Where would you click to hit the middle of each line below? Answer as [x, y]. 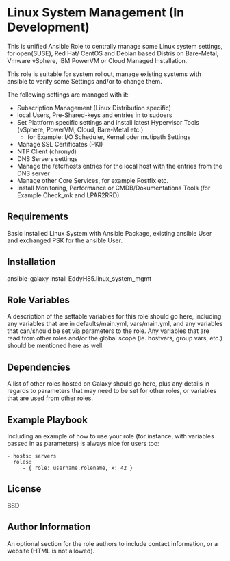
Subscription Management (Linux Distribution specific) [94, 108]
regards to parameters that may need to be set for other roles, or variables [112, 391]
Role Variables [38, 300]
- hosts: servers [32, 456]
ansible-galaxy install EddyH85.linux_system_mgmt [79, 278]
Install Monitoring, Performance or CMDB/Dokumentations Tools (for [114, 188]
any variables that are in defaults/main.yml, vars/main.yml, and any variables [115, 324]
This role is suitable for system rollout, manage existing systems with [104, 74]
